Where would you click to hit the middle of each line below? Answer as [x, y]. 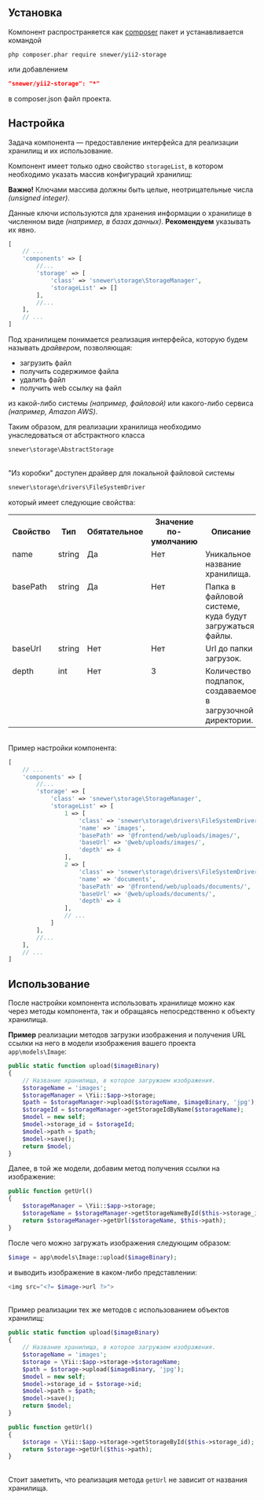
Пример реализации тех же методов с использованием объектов [119, 1310]
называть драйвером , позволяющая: [70, 348]
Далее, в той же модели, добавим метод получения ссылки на [114, 1168]
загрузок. [224, 658]
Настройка [37, 124]
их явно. [22, 229]
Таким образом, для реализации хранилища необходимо [105, 427]
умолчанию [174, 541]
